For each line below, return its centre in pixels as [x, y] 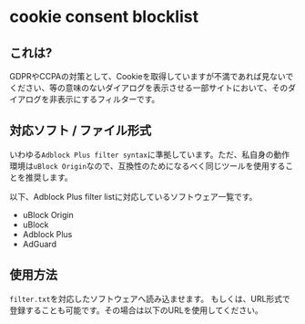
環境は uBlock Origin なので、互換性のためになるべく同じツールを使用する [147, 165]
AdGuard [40, 244]
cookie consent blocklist [104, 17]
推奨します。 [49, 177]
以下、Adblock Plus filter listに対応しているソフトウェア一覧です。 [133, 196]
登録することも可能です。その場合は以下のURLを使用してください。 [137, 310]
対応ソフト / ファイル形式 [81, 131]
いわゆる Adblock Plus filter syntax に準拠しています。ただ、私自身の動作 [149, 154]
